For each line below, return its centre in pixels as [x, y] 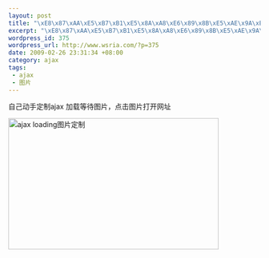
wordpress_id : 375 [39, 38]
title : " [23, 23]
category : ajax [34, 61]
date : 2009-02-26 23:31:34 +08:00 [66, 53]
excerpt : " [26, 30]
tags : [17, 68]
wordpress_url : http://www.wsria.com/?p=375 [84, 46]
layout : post [30, 16]
